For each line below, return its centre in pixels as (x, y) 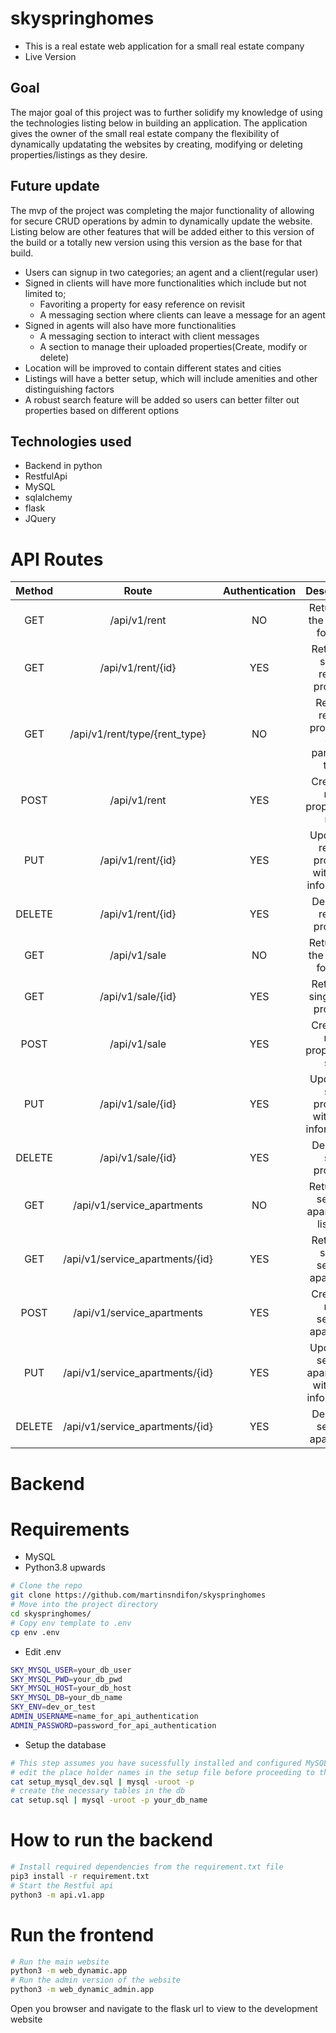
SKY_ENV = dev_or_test (53, 1707)
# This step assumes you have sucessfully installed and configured (156, 1763)
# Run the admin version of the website (96, 1980)
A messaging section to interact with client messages (149, 336)
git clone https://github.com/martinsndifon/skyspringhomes (138, 1595)
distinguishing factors (69, 389)
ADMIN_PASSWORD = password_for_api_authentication (113, 1725)
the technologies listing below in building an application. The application (159, 123)
